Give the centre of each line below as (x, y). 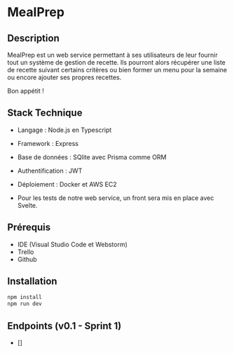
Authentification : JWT (50, 171)
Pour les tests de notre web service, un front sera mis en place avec (116, 198)
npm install (25, 298)
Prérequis (29, 228)
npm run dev (25, 304)
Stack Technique (45, 113)
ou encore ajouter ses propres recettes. (64, 77)
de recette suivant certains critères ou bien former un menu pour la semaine (117, 70)
